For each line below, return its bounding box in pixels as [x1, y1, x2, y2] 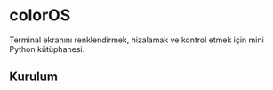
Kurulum [9, 70, 59, 85]
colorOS [9, 5, 71, 26]
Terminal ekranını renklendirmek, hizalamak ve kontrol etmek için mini [9, 34, 264, 45]
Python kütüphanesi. [9, 43, 85, 54]
